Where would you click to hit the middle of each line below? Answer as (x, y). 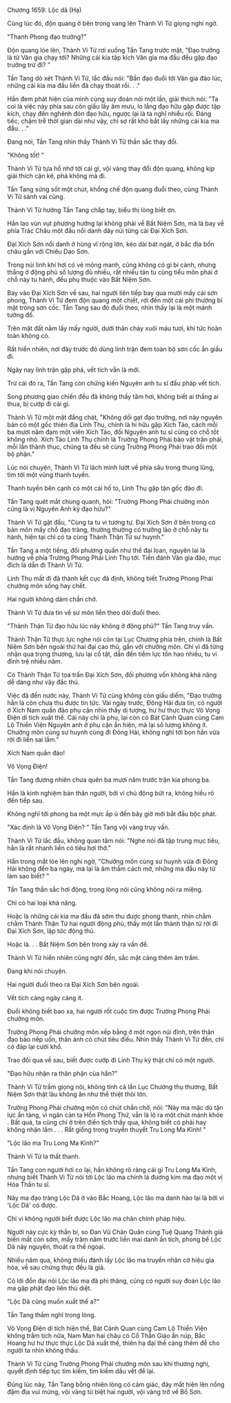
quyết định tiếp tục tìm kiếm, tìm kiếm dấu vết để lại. (81, 1371)
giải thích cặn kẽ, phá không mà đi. (57, 176)
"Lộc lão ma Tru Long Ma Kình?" (53, 1143)
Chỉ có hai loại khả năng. (42, 903)
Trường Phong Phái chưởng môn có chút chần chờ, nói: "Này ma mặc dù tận (115, 1108)
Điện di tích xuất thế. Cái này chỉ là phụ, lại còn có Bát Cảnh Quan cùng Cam (115, 717)
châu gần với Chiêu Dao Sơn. (48, 251)
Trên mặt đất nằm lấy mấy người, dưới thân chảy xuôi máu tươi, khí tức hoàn (114, 328)
